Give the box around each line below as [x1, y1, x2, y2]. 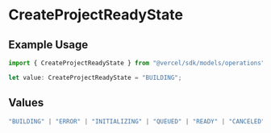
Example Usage [8, 38, 89, 52]
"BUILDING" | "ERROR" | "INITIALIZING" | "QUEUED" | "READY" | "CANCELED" [8, 117, 265, 126]
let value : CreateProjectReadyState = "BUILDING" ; [8, 73, 182, 81]
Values [8, 96, 44, 110]
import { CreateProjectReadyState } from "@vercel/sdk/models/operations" [8, 59, 265, 67]
